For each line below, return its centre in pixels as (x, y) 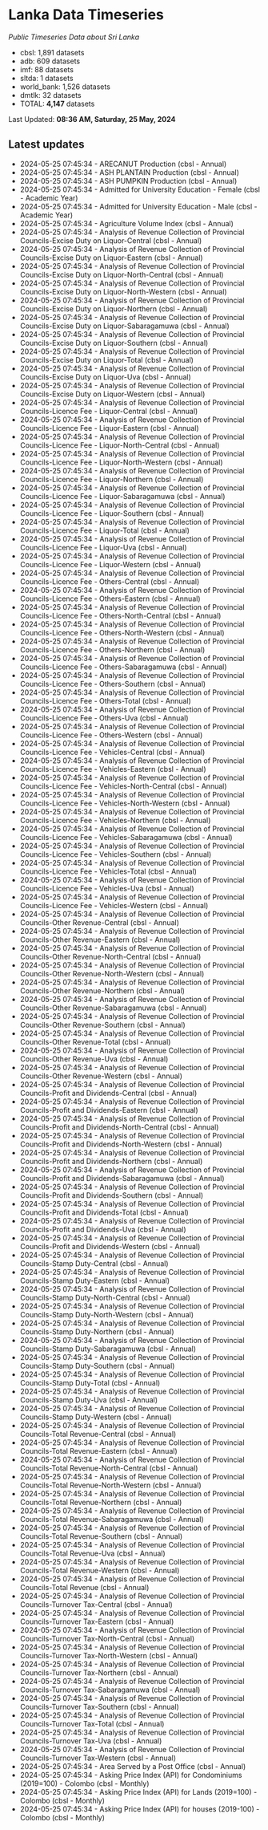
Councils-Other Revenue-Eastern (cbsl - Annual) (100, 939)
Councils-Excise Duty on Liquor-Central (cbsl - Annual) (111, 240)
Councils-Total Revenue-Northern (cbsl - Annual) (101, 1502)
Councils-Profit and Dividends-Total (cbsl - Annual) (104, 1212)
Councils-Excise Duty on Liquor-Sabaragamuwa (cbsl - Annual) (124, 326)
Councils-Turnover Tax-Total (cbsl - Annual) (92, 1723)
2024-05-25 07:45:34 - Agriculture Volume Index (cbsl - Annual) (127, 223)
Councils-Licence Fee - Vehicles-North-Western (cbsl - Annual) (125, 803)
